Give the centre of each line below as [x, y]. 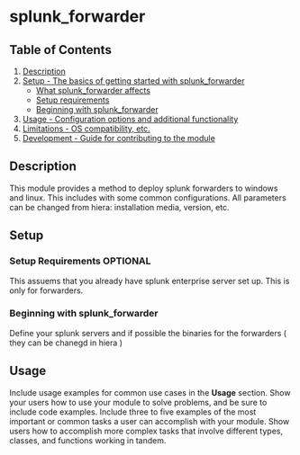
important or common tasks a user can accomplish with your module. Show [150, 421]
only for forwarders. [46, 290]
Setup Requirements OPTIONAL [80, 261]
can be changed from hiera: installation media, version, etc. [119, 207]
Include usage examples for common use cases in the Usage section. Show [150, 392]
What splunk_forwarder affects [93, 90]
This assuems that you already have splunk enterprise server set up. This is [150, 281]
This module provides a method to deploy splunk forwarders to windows [144, 188]
